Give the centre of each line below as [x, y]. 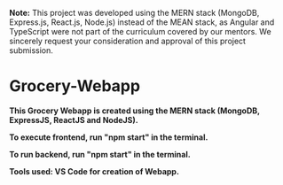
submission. [31, 50]
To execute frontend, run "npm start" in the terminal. [109, 137]
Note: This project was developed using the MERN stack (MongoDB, [134, 13]
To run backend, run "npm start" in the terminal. [100, 154]
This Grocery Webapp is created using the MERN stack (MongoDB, [134, 111]
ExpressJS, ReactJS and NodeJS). [74, 119]
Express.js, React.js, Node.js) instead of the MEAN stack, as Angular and [142, 22]
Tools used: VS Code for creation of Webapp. [94, 171]
